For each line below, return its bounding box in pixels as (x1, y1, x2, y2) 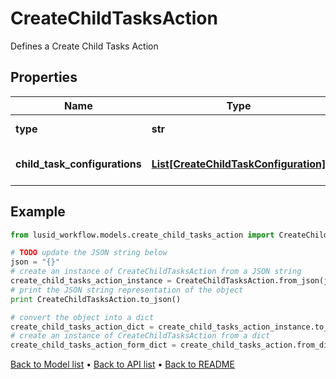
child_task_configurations (15, 157, 142, 171)
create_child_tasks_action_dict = (10, 322, 155, 332)
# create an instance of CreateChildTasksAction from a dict (10, 331, 271, 341)
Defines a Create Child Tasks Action (10, 40, 159, 52)
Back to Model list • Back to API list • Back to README (10, 358, 235, 371)
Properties (10, 69, 78, 86)
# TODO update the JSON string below (10, 248, 168, 258)
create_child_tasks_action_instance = (10, 276, 172, 286)
